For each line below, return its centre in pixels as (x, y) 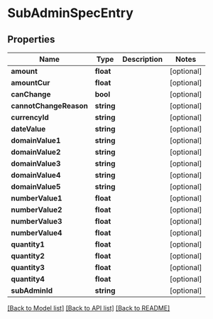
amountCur (31, 83)
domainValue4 (36, 175)
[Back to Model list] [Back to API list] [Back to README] (89, 308)
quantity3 (28, 267)
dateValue (28, 129)
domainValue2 (36, 152)
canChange (31, 94)
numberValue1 (37, 198)
